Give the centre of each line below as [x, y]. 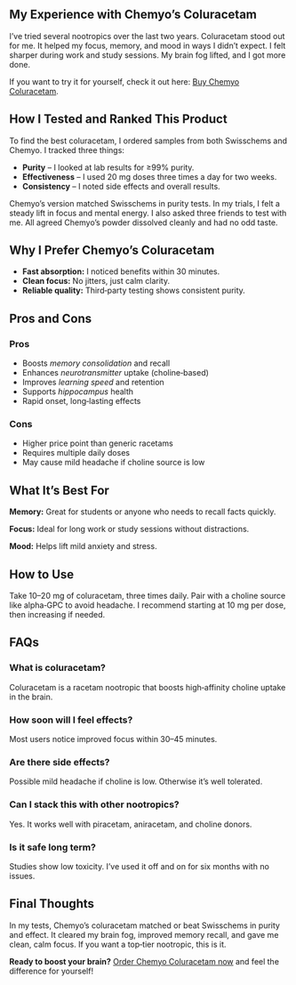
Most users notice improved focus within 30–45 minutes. [113, 739]
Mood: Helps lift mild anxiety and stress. [83, 546]
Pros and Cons [50, 318]
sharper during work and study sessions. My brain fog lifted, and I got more [148, 55]
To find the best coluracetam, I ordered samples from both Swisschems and [148, 141]
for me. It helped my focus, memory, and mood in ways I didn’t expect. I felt [148, 45]
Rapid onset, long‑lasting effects [81, 401]
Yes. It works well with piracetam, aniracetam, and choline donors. [131, 824]
